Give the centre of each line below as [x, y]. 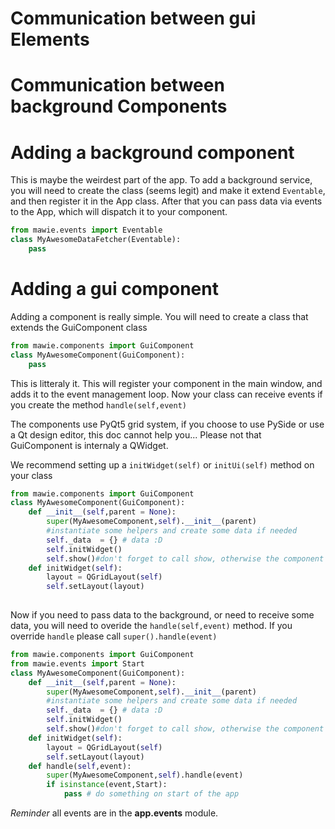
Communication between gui [133, 18]
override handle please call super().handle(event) [114, 636]
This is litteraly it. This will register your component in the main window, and [166, 383]
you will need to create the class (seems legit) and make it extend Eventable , [168, 191]
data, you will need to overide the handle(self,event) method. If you [151, 625]
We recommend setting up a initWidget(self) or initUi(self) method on [162, 464]
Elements [50, 39]
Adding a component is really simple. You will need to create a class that [159, 316]
